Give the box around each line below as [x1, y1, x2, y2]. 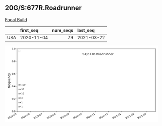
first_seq [20, 28, 39, 33]
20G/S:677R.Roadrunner [5, 4, 82, 12]
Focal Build [5, 16, 28, 22]
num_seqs [51, 28, 74, 33]
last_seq [77, 28, 95, 33]
